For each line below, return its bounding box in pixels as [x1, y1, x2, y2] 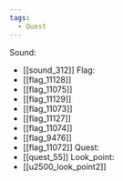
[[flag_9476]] [22, 132, 73, 143]
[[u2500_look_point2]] [22, 161, 107, 172]
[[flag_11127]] [22, 113, 71, 124]
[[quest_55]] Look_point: [22, 151, 115, 162]
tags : [9, 13, 30, 23]
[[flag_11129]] [22, 93, 72, 105]
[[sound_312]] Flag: [22, 65, 96, 75]
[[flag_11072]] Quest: [22, 142, 100, 153]
